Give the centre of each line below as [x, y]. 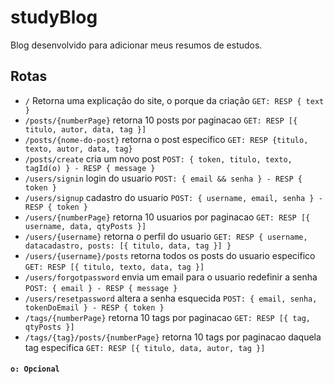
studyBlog [54, 17]
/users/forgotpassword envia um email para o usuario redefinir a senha [171, 277]
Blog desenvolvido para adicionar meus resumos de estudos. [136, 45]
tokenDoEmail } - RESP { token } [94, 307]
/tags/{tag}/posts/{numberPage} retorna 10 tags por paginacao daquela [173, 337]
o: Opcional [35, 369]
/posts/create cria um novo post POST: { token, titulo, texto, [158, 158]
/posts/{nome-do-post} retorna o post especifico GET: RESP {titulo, [166, 139]
